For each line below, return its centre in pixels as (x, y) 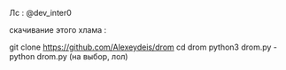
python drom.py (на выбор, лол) (69, 56)
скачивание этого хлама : (58, 30)
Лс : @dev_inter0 (41, 13)
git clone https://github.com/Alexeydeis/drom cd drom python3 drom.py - (143, 47)
